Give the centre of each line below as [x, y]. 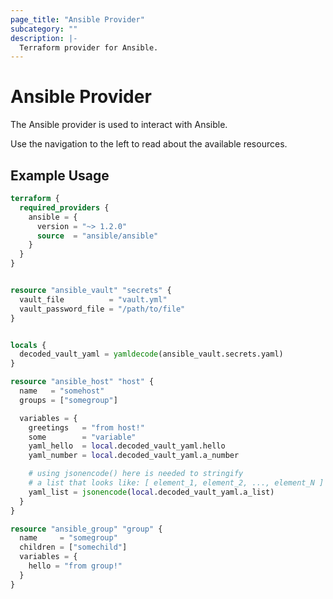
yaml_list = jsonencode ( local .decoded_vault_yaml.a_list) [151, 492]
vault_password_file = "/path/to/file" [102, 309]
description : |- [44, 38]
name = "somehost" [62, 391]
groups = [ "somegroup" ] [68, 400]
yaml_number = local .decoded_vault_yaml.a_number [134, 456]
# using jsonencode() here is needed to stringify [136, 474]
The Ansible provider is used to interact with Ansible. [119, 125]
